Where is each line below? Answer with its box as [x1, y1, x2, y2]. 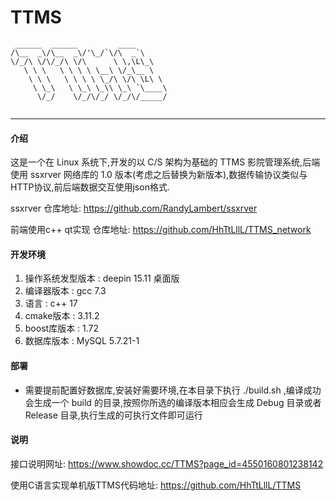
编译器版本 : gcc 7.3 [24, 285, 107, 297]
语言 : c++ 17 [24, 297, 78, 310]
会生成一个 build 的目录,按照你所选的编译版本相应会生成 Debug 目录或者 [24, 396, 322, 408]
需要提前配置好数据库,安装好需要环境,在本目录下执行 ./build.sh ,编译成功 [24, 384, 322, 396]
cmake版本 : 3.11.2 [24, 310, 100, 322]
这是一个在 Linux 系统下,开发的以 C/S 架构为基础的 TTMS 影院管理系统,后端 [10, 156, 321, 168]
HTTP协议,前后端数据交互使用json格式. [10, 181, 170, 193]
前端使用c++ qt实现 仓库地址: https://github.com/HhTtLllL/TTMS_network [10, 224, 312, 236]
